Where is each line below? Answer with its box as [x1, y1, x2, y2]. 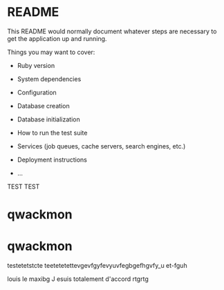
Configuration [17, 88, 57, 96]
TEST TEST [7, 182, 40, 191]
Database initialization [17, 115, 81, 123]
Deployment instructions [17, 155, 88, 164]
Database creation [17, 101, 71, 110]
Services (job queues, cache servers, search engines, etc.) [17, 142, 186, 150]
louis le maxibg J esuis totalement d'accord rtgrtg [7, 275, 149, 283]
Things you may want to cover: [7, 48, 95, 56]
